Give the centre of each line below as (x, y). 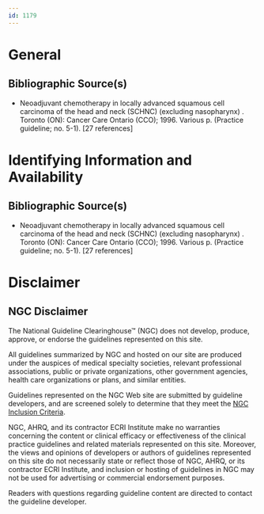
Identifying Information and (100, 160)
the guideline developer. (47, 501)
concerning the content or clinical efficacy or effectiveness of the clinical (127, 436)
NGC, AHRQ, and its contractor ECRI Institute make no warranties (114, 427)
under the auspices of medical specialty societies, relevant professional (125, 363)
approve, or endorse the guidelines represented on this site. (106, 339)
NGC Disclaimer (48, 312)
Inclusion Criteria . (37, 412)
